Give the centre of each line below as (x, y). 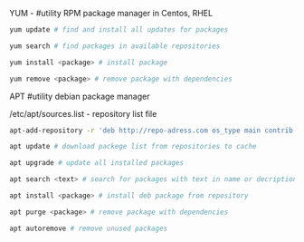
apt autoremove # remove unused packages (89, 228)
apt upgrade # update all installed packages (96, 163)
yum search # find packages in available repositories (115, 46)
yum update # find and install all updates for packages (119, 30)
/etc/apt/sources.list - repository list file (83, 113)
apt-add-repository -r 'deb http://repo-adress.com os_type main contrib (152, 131)
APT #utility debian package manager (80, 96)
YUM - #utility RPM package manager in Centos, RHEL (111, 13)
